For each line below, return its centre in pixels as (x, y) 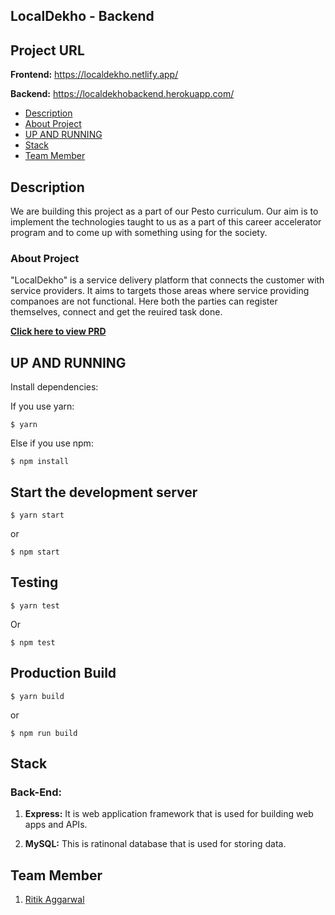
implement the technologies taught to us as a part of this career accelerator (166, 222)
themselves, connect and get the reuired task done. (116, 312)
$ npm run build (44, 733)
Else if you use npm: (52, 443)
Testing (34, 582)
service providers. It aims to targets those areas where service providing (160, 291)
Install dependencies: (54, 387)
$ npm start (35, 552)
